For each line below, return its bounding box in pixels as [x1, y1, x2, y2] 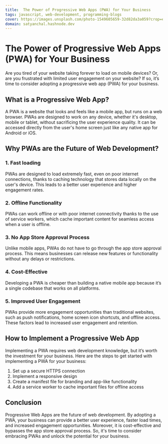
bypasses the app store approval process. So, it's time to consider [5, 427, 141, 433]
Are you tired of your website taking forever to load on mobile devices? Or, [5, 70, 158, 76]
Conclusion [5, 398, 42, 407]
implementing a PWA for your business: [5, 358, 86, 364]
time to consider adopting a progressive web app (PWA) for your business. [5, 81, 159, 87]
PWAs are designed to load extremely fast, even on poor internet [5, 171, 138, 177]
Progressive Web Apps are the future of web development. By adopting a [5, 411, 156, 417]
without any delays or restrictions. [5, 256, 75, 262]
